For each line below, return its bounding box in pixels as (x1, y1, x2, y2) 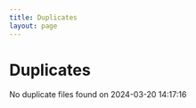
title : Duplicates (9, 12, 78, 22)
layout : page (9, 21, 58, 30)
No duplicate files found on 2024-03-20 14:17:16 (9, 89, 187, 100)
